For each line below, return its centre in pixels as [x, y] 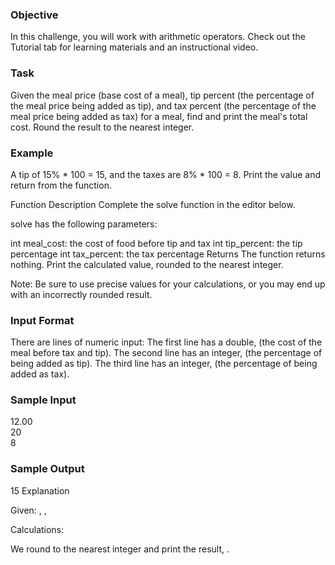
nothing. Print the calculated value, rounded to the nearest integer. [147, 264]
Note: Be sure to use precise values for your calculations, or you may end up [168, 284]
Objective [34, 15]
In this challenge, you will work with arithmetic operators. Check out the [158, 37]
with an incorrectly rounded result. [81, 294]
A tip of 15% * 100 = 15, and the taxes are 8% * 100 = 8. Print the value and [166, 174]
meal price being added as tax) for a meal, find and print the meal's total [159, 116]
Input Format [42, 320]
